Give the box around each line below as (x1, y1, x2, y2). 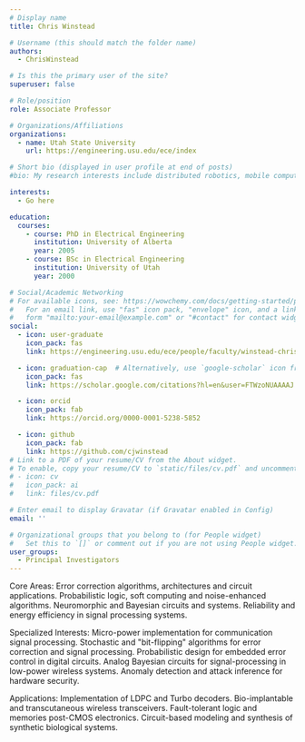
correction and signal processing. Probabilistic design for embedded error (9, 647, 287, 658)
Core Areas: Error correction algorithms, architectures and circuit (9, 580, 252, 591)
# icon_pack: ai (9, 480, 79, 490)
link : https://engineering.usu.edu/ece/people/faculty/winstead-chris (25, 347, 299, 356)
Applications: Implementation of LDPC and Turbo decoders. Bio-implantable (9, 693, 293, 704)
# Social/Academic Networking (9, 288, 124, 297)
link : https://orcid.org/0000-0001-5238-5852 (25, 414, 202, 423)
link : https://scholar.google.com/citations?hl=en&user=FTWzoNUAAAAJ (25, 381, 295, 390)
